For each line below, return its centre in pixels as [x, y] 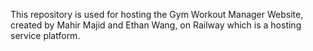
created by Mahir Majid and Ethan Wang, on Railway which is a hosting [156, 25]
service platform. [45, 35]
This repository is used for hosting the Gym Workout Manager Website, [157, 14]
